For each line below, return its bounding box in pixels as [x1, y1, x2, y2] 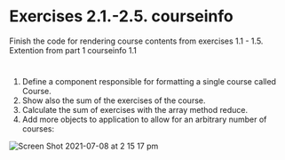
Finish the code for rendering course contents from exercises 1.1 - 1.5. [9, 36, 264, 46]
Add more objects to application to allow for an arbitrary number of [21, 114, 267, 125]
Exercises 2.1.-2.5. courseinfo [9, 6, 234, 27]
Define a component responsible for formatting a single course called [21, 76, 277, 87]
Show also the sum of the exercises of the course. [21, 95, 206, 106]
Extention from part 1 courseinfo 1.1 [9, 44, 138, 55]
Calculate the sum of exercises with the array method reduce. [21, 105, 249, 116]
